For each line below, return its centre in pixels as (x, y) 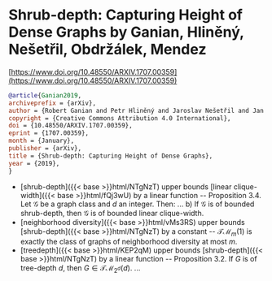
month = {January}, (42, 141)
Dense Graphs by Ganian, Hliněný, (126, 32)
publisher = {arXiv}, (45, 149)
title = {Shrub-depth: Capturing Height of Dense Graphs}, (111, 156)
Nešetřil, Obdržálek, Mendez (107, 50)
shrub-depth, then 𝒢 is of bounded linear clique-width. (112, 213)
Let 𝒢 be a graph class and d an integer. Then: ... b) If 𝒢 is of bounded (137, 204)
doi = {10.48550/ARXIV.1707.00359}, (70, 126)
